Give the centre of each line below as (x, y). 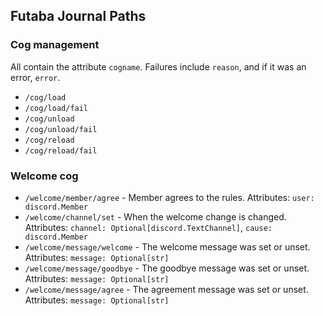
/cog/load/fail (56, 108)
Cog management (55, 45)
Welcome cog (44, 176)
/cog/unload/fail (61, 129)
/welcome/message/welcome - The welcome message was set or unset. (167, 246)
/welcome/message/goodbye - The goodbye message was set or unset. (167, 268)
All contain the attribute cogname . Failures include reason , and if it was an (158, 66)
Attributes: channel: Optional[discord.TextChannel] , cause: (148, 227)
